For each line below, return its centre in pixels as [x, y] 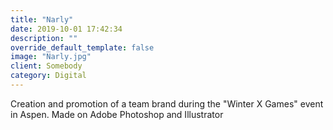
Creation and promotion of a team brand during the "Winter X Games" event [167, 103]
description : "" [44, 38]
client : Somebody [46, 66]
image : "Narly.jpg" [51, 57]
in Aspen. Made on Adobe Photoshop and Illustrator [117, 114]
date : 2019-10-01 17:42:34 [66, 29]
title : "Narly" [42, 19]
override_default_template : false [82, 47]
